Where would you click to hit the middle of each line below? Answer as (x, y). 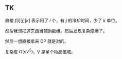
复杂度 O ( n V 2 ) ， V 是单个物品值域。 (40, 51)
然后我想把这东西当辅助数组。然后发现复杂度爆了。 (56, 31)
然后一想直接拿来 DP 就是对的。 (37, 41)
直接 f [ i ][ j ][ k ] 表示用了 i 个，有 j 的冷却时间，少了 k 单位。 (62, 20)
